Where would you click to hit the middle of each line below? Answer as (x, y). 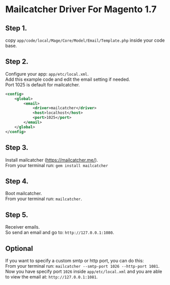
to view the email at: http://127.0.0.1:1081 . (52, 277)
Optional (19, 248)
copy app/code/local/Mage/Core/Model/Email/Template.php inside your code (85, 40)
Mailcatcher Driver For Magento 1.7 (81, 9)
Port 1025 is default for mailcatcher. (42, 84)
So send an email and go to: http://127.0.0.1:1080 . (60, 233)
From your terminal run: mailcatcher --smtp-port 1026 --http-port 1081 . (82, 266)
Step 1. (16, 28)
